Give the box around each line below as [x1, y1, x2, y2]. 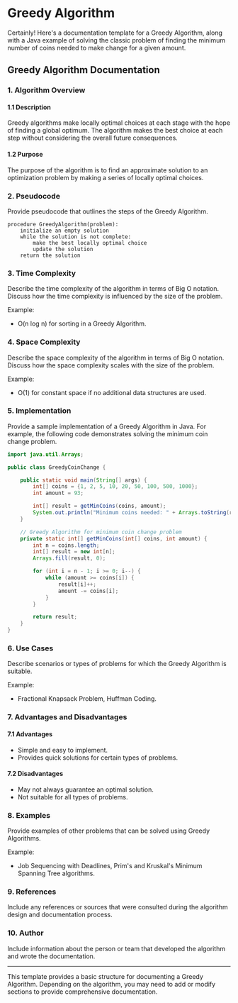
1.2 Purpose [7, 150, 44, 159]
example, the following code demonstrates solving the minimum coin [7, 429, 208, 438]
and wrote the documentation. [7, 952, 96, 960]
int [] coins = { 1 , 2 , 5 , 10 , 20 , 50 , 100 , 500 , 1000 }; [33, 483, 198, 490]
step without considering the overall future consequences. [7, 133, 178, 143]
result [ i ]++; [57, 580, 97, 588]
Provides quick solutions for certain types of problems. [17, 753, 178, 762]
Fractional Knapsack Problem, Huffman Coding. [17, 694, 157, 703]
